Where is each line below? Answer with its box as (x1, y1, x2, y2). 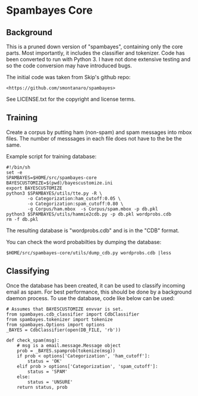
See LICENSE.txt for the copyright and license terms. (6, 96, 136, 102)
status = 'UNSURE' (27, 379, 73, 385)
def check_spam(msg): (6, 337, 60, 343)
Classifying (6, 266, 49, 276)
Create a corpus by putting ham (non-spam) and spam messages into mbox (6, 129, 192, 136)
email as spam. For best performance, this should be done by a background (6, 288, 192, 295)
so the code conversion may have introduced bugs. (6, 62, 133, 69)
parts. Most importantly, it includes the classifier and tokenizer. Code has (6, 49, 186, 57)
